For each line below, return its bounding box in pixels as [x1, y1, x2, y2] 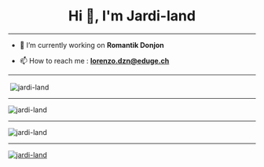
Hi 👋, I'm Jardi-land [68, 7, 196, 25]
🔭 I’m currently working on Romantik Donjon [19, 40, 164, 49]
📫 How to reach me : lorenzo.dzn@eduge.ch [19, 56, 170, 65]
